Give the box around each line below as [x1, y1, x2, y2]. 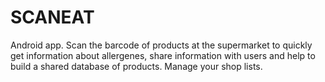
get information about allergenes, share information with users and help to [10, 49, 316, 61]
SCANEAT [10, 6, 95, 29]
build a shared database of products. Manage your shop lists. [10, 60, 263, 72]
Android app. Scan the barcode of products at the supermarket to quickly [10, 39, 313, 51]
